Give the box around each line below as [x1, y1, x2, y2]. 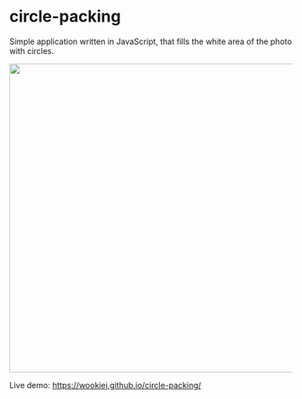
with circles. [9, 45, 55, 56]
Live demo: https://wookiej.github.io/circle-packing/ [9, 379, 202, 390]
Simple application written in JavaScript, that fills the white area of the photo [9, 36, 292, 47]
